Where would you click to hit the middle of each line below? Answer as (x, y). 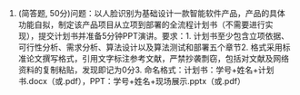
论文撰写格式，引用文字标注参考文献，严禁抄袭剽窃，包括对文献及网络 (157, 58)
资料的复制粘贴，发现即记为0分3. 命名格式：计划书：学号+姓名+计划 (146, 70)
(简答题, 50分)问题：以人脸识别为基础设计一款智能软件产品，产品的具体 (152, 13)
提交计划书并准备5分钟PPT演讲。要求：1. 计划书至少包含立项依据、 (163, 36)
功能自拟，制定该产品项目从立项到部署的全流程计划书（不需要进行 (141, 24)
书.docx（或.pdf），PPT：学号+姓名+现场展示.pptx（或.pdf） (131, 81)
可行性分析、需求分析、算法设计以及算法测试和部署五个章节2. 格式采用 (150, 47)
